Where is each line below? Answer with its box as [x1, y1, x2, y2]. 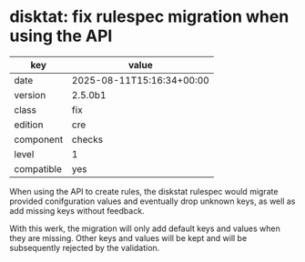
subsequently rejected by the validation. [9, 242, 160, 253]
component [14, 133, 64, 146]
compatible [14, 162, 62, 175]
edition [14, 118, 44, 131]
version [14, 88, 46, 101]
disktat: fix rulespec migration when [9, 6, 290, 27]
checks [71, 133, 103, 146]
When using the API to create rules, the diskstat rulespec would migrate [9, 186, 279, 196]
